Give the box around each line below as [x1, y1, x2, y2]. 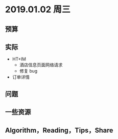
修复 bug [19, 68, 38, 74]
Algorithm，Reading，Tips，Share [5, 126, 114, 134]
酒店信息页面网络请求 [19, 62, 63, 68]
